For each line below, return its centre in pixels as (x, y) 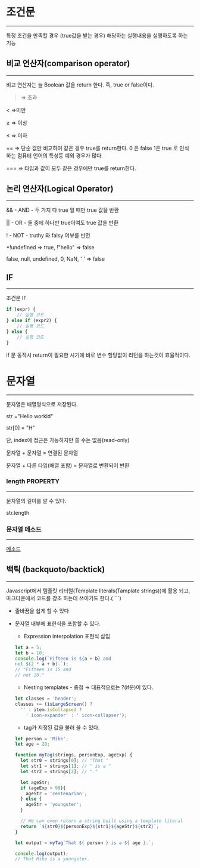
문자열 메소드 (24, 529)
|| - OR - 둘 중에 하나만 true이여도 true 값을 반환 (62, 223)
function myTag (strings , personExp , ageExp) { (74, 755)
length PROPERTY (33, 481)
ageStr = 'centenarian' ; (57, 793)
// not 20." (29, 675)
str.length (18, 512)
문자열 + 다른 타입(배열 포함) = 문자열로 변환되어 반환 (68, 465)
